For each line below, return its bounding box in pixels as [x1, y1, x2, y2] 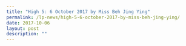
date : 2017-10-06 [6, 20, 50, 26]
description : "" [6, 31, 47, 37]
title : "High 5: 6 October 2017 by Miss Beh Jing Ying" [6, 8, 150, 15]
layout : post [6, 25, 39, 32]
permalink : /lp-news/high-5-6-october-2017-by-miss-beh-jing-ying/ [6, 14, 181, 20]
